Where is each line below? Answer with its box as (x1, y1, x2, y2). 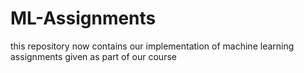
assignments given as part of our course (10, 50, 177, 62)
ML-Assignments (10, 7, 157, 30)
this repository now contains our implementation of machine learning (10, 40, 295, 52)
